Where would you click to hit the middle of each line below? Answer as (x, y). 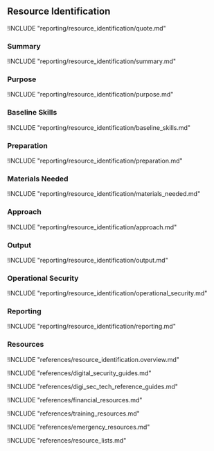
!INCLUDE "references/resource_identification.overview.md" (93, 359)
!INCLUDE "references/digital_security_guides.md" (79, 373)
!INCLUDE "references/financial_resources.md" (75, 400)
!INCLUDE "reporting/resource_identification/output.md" (88, 260)
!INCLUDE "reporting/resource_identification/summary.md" (92, 61)
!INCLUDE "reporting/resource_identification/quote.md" (87, 28)
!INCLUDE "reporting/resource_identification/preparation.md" (95, 161)
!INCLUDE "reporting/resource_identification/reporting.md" (92, 327)
